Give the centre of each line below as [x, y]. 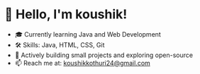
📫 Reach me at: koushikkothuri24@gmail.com [83, 63]
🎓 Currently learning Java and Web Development [88, 34]
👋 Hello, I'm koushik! [66, 14]
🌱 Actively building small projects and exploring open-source [104, 55]
